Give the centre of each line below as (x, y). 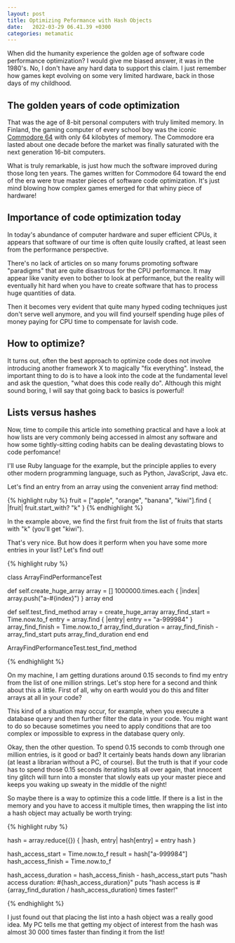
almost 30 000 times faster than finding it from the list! (86, 932)
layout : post (26, 14)
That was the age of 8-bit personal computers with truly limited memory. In (116, 122)
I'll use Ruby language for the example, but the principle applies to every (112, 465)
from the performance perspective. (58, 249)
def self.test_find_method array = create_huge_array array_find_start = (109, 611)
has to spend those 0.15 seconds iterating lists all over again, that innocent (115, 769)
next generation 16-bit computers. (56, 152)
